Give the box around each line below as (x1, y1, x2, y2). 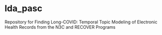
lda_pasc (4, 3, 43, 14)
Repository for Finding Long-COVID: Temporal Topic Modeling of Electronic (4, 19, 158, 25)
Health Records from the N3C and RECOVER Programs (4, 24, 116, 30)
